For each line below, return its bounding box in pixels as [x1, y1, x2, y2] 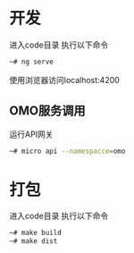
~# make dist [9, 237, 58, 246]
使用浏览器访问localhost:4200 [9, 74, 121, 85]
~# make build [9, 229, 63, 238]
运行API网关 [9, 129, 54, 139]
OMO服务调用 [9, 104, 86, 119]
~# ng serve [9, 57, 54, 66]
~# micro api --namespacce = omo [9, 147, 126, 156]
